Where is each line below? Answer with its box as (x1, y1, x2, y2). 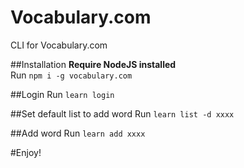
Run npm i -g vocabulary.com (10, 69, 133, 81)
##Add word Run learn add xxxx (10, 127, 146, 139)
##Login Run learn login (10, 88, 115, 100)
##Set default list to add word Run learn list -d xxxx (10, 107, 235, 120)
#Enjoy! (10, 146, 42, 158)
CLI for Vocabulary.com (10, 39, 108, 51)
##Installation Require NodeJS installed (10, 58, 177, 70)
